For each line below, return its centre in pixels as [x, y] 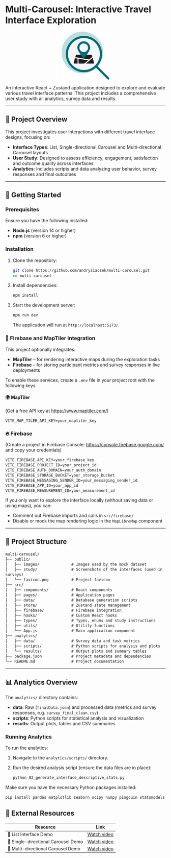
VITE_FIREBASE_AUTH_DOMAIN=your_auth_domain [53, 470]
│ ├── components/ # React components [59, 590]
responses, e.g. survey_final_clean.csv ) [55, 712]
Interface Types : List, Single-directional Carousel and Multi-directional [87, 147]
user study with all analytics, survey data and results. [61, 99]
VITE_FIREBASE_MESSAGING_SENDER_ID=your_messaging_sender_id [72, 481]
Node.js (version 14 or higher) [44, 230]
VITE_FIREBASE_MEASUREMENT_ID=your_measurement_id [60, 491]
